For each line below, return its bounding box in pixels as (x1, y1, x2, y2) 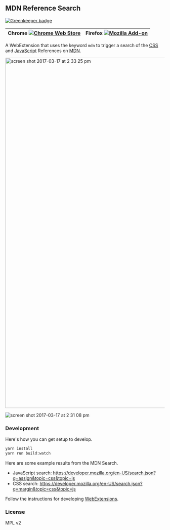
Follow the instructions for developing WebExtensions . (5, 496, 119, 502)
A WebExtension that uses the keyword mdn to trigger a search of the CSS (5, 42, 158, 48)
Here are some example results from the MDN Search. (5, 460, 118, 466)
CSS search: (12, 480, 39, 486)
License (5, 508, 25, 515)
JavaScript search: (12, 470, 52, 476)
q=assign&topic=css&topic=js (12, 475, 75, 481)
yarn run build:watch (5, 450, 51, 456)
